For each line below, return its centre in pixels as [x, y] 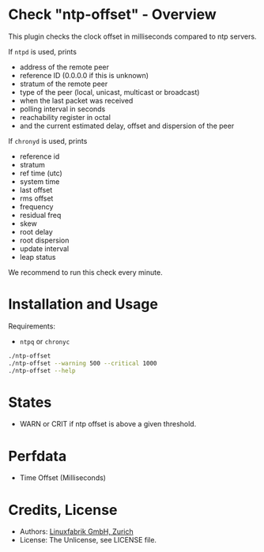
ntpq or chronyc [45, 341]
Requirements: [32, 326]
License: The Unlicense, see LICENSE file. [88, 540]
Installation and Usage [83, 304]
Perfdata [38, 456]
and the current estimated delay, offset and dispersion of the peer [127, 126]
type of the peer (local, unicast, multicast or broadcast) [109, 92]
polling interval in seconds [62, 109]
